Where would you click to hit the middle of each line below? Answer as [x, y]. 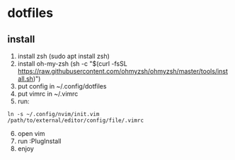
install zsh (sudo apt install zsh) [63, 56]
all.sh [25, 79]
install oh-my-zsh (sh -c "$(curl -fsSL [72, 64]
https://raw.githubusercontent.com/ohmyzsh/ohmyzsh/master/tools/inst [123, 71]
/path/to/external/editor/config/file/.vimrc [75, 120]
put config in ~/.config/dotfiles [62, 86]
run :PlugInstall [39, 141]
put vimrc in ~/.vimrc [48, 94]
